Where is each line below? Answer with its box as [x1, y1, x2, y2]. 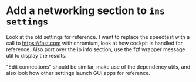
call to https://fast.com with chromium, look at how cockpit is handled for [6, 40, 183, 47]
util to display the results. [6, 52, 67, 59]
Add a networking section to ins [6, 4, 165, 17]
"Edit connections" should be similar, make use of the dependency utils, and [6, 63, 191, 70]
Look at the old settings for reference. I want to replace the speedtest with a [6, 33, 190, 40]
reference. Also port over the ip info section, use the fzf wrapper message [6, 45, 186, 53]
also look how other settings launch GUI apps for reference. [6, 69, 151, 76]
